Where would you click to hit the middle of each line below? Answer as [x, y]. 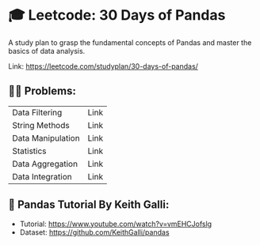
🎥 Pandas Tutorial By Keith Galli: [89, 205]
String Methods [41, 125]
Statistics [29, 151]
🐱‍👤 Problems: [42, 91]
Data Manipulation [46, 138]
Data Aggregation [45, 164]
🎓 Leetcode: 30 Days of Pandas [117, 15]
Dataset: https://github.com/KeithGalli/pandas [94, 232]
